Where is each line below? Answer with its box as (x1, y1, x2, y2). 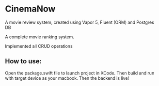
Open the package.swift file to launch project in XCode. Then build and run (5, 70, 155, 76)
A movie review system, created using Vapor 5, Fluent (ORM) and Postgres (5, 19, 154, 25)
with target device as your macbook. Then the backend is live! (5, 75, 129, 81)
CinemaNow (5, 3, 56, 14)
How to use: (5, 57, 42, 66)
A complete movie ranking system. (5, 34, 74, 40)
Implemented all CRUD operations (5, 43, 73, 49)
